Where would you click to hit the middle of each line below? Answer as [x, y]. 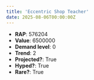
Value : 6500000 [35, 40]
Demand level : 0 [35, 47]
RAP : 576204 [31, 34]
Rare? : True [29, 72]
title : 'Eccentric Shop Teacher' [48, 12]
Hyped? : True [32, 65]
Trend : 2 [26, 53]
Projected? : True [36, 59]
